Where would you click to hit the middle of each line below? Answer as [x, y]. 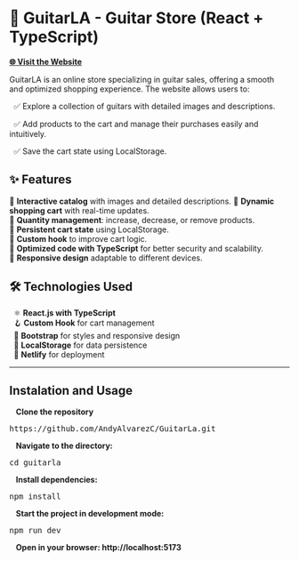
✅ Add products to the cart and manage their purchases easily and [136, 124]
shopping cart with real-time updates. [79, 210]
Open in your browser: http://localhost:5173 [98, 548]
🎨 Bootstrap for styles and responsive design [97, 335]
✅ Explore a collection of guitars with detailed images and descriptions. [144, 106]
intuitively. [28, 133]
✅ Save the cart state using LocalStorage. [90, 151]
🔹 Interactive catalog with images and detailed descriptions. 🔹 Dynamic [142, 201]
